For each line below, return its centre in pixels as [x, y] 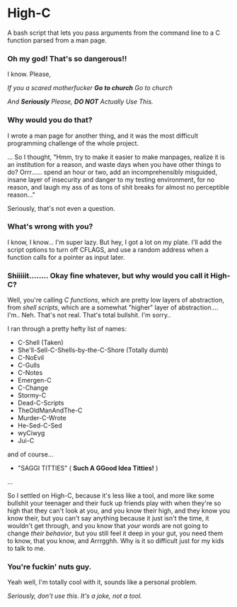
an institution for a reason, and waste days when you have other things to [114, 164]
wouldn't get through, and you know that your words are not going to [108, 526]
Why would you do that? [50, 120]
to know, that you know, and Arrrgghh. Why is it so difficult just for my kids [116, 541]
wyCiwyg [31, 433]
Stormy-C [32, 395]
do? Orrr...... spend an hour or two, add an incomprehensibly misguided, [112, 172]
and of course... [30, 454]
